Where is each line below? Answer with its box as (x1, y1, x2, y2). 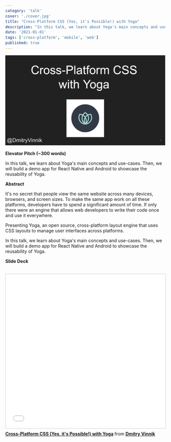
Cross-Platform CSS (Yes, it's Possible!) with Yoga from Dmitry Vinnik (5, 430, 156, 437)
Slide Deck (5, 258, 29, 264)
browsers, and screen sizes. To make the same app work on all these (5, 196, 150, 202)
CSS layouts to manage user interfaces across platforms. (5, 227, 124, 233)
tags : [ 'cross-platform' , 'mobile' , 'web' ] (5, 35, 99, 40)
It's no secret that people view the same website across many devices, (5, 191, 154, 197)
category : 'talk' (5, 8, 42, 13)
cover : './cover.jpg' (5, 13, 51, 19)
